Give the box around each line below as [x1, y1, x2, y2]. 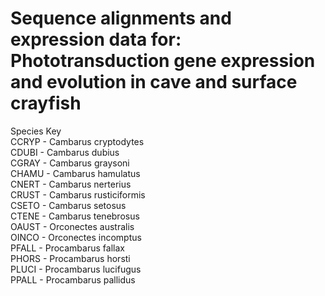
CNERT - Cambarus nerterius [10, 178, 132, 190]
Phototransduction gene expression [10, 50, 316, 72]
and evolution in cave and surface [10, 71, 298, 94]
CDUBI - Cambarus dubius [10, 146, 120, 158]
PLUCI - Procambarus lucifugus [10, 263, 142, 275]
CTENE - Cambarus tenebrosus [10, 210, 140, 222]
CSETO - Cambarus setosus [10, 199, 127, 211]
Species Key [10, 125, 62, 137]
